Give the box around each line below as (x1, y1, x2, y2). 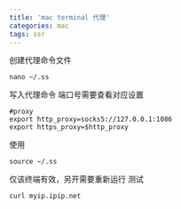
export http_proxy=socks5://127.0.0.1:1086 (9, 115, 173, 125)
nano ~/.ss (9, 73, 50, 82)
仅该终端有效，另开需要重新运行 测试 (9, 174, 144, 185)
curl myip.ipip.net (9, 192, 82, 201)
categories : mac (9, 21, 69, 30)
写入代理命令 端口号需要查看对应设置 (9, 90, 144, 100)
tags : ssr (9, 29, 46, 38)
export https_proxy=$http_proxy (9, 123, 129, 132)
